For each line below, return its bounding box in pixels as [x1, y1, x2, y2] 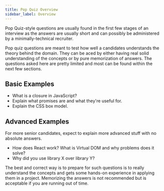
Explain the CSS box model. [12, 103, 69, 109]
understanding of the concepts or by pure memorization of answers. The [5, 55, 152, 61]
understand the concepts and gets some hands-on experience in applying [5, 170, 155, 176]
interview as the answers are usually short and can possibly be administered [5, 30, 160, 36]
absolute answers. [5, 135, 43, 142]
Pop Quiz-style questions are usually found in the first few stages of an [5, 25, 149, 31]
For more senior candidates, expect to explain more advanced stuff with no [5, 130, 157, 136]
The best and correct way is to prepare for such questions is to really [5, 165, 144, 171]
